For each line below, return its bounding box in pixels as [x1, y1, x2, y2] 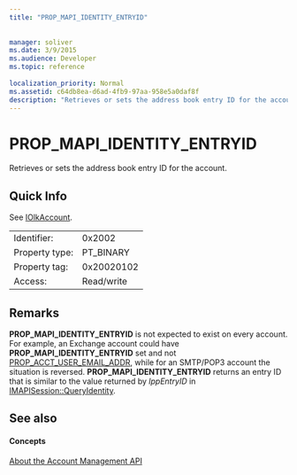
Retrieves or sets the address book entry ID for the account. [9, 163, 227, 174]
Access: [13, 276, 47, 288]
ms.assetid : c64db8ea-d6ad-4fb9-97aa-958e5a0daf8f [9, 87, 200, 96]
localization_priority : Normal [9, 79, 125, 88]
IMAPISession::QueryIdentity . [9, 385, 117, 395]
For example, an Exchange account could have [9, 338, 179, 348]
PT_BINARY [81, 246, 130, 259]
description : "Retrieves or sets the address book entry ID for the [9, 95, 267, 105]
